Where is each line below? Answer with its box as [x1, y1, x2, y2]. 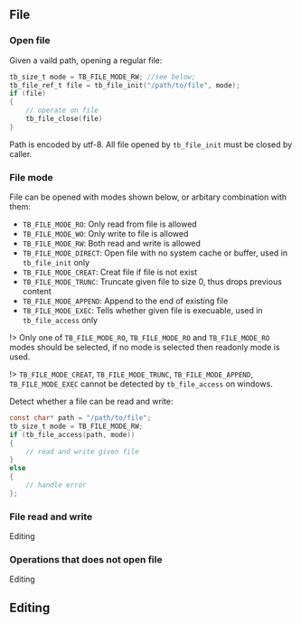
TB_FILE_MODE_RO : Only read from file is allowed [22, 219, 197, 229]
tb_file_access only [22, 315, 98, 326]
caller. [9, 148, 33, 159]
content [22, 286, 52, 297]
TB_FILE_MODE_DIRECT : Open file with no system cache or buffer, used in [22, 247, 287, 258]
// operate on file [25, 106, 99, 116]
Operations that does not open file [9, 554, 163, 566]
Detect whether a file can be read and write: [9, 396, 174, 407]
